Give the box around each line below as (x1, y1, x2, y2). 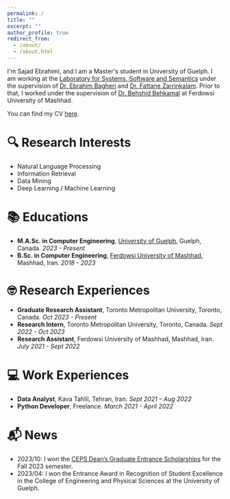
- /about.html (13, 49, 53, 56)
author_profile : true (7, 29, 69, 36)
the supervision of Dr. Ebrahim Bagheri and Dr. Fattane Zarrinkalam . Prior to (7, 82, 220, 90)
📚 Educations (7, 210, 89, 225)
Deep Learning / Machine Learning (16, 184, 116, 192)
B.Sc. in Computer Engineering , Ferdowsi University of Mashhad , (16, 251, 203, 259)
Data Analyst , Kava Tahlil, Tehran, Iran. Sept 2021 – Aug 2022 (16, 395, 192, 403)
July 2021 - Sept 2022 (16, 342, 80, 350)
